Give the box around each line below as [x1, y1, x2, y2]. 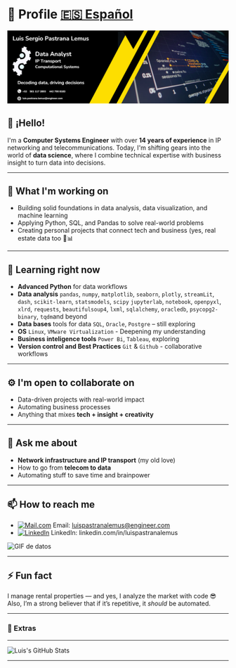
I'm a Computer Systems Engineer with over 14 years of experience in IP [7, 136, 221, 144]
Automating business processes [17, 403, 111, 411]
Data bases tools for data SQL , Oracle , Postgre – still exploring [17, 320, 195, 328]
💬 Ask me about [7, 437, 77, 449]
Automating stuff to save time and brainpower [17, 470, 150, 479]
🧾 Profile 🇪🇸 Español [7, 6, 133, 23]
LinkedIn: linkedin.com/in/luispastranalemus [51, 528, 178, 537]
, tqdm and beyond [36, 312, 88, 321]
